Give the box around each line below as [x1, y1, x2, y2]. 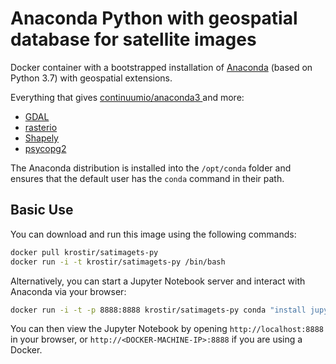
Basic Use [10, 202, 74, 219]
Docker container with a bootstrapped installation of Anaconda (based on [10, 61, 313, 73]
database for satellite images [10, 28, 257, 51]
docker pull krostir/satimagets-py [10, 247, 159, 257]
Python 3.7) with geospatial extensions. [10, 72, 173, 84]
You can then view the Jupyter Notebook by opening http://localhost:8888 [10, 323, 325, 335]
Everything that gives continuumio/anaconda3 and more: [10, 91, 245, 103]
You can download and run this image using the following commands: [10, 228, 297, 240]
